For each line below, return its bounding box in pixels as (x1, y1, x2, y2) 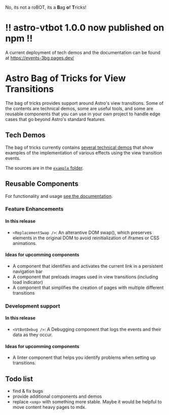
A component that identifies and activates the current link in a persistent (12, 263, 163, 269)
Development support (5, 302, 61, 309)
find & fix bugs (12, 388, 44, 394)
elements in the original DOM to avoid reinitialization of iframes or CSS (12, 235, 159, 241)
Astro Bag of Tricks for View (5, 73, 126, 84)
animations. (12, 240, 37, 246)
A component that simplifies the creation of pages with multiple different (12, 284, 164, 290)
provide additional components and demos (12, 393, 102, 399)
